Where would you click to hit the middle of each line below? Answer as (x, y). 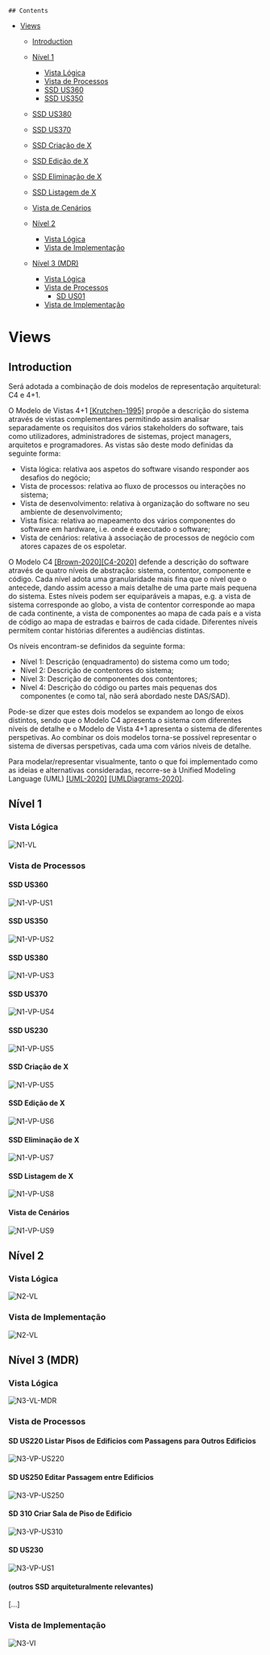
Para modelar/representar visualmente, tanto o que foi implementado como (133, 761)
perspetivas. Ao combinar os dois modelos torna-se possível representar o (133, 737)
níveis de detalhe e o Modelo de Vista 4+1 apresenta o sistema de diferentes (135, 729)
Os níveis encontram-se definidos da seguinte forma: (97, 646)
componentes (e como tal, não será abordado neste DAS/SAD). (125, 696)
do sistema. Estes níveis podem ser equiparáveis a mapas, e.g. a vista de (130, 596)
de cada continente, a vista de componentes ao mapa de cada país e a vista (135, 613)
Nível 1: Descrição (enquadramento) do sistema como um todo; (125, 662)
